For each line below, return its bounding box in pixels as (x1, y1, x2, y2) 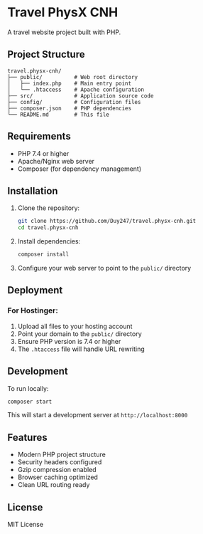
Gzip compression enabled (17, 466, 97, 474)
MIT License (7, 520, 44, 528)
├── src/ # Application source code (7, 92, 154, 100)
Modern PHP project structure (17, 450, 106, 459)
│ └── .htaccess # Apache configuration (7, 86, 144, 93)
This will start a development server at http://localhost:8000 (7, 411, 188, 419)
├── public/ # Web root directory (7, 73, 138, 80)
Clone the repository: (17, 204, 80, 212)
